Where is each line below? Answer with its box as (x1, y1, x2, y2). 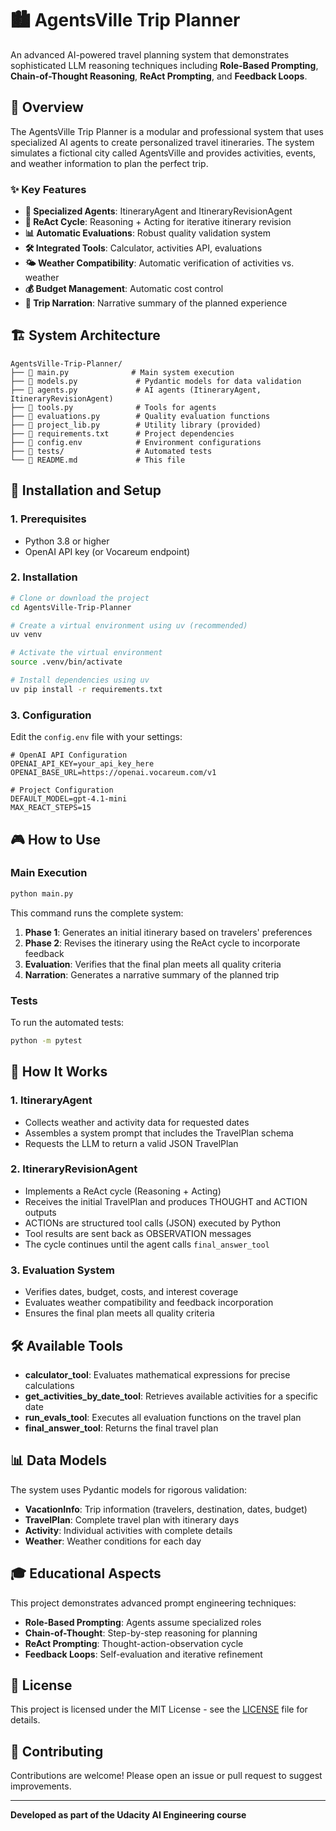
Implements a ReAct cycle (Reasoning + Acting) (24, 1185, 222, 1197)
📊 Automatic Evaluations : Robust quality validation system (24, 227, 271, 239)
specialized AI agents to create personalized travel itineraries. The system (10, 136, 315, 148)
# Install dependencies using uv (10, 675, 150, 686)
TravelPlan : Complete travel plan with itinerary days (24, 1513, 240, 1526)
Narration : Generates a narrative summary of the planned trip (24, 968, 280, 981)
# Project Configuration (10, 785, 114, 796)
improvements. (10, 1780, 72, 1792)
